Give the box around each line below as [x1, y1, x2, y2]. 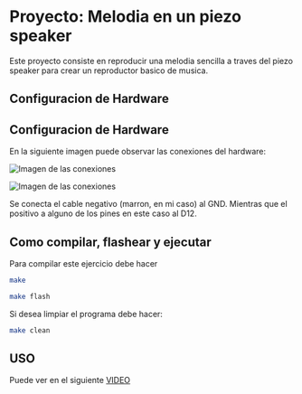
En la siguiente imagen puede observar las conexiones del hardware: [9, 146, 267, 157]
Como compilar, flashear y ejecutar [9, 234, 212, 249]
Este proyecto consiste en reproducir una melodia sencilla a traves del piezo [9, 55, 294, 66]
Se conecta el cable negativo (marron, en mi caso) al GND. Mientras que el [9, 199, 288, 210]
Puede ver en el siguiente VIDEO [9, 375, 131, 386]
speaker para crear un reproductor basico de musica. [9, 65, 209, 76]
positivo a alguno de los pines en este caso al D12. [9, 208, 197, 219]
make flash [9, 292, 51, 301]
